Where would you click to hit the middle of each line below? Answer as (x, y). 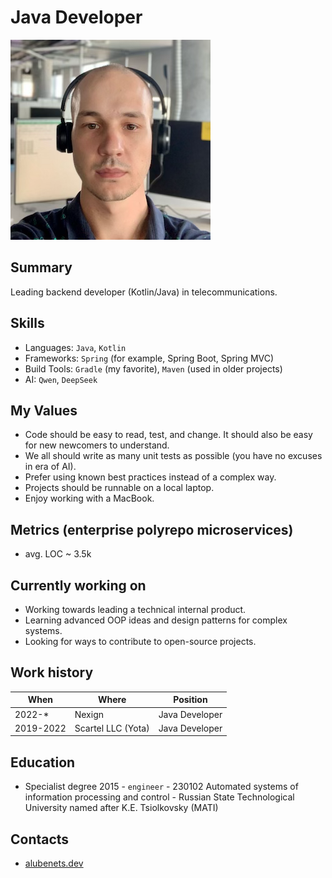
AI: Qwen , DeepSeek (61, 379)
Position (190, 700)
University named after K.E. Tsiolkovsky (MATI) (121, 808)
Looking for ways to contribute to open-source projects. (140, 641)
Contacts (40, 839)
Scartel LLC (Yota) (112, 728)
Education (43, 762)
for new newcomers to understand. (97, 445)
